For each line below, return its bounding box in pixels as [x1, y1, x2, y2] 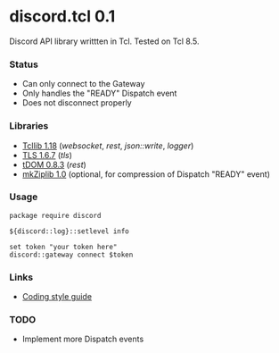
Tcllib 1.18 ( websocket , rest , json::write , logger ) [21, 140, 194, 151]
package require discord [9, 211, 102, 220]
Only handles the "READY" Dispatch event [21, 88, 177, 99]
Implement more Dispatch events [21, 333, 144, 345]
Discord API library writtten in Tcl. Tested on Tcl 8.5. [9, 36, 200, 46]
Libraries [9, 120, 49, 132]
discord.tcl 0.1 [9, 6, 116, 27]
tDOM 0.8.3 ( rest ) [21, 159, 86, 170]
